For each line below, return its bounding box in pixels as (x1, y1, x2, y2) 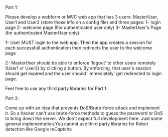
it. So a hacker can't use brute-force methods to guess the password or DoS (5, 110, 163, 116)
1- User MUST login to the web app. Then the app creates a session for (5, 39, 152, 45)
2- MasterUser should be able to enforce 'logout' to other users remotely (5, 60, 156, 65)
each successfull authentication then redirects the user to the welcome (5, 45, 152, 50)
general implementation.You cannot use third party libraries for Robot (5, 121, 148, 126)
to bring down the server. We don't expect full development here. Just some (5, 115, 163, 121)
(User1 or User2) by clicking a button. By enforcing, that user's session (5, 65, 151, 71)
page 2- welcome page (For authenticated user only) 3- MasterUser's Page (5, 24, 161, 30)
